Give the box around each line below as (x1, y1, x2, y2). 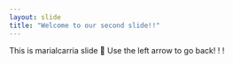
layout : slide (9, 12, 62, 22)
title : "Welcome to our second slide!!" (9, 21, 161, 30)
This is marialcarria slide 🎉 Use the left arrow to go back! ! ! (9, 45, 225, 55)
